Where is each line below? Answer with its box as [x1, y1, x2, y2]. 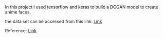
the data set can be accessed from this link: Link [5, 19, 102, 24]
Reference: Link [5, 28, 36, 33]
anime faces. [5, 9, 31, 15]
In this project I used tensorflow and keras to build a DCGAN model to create [5, 4, 159, 10]
